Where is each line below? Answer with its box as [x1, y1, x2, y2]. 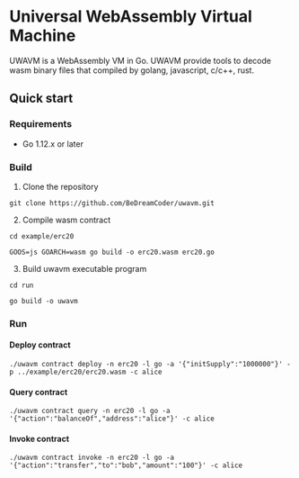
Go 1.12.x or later [22, 138, 84, 149]
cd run [9, 281, 34, 290]
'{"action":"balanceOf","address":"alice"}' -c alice [9, 414, 215, 424]
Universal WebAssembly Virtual [9, 6, 253, 27]
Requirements [9, 118, 73, 131]
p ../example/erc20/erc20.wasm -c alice [9, 367, 163, 377]
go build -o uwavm [9, 296, 78, 305]
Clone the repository [22, 181, 99, 192]
